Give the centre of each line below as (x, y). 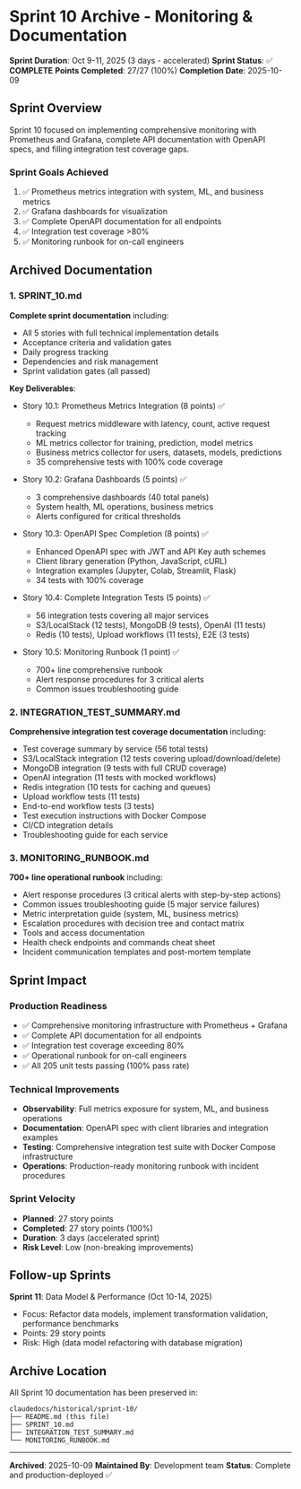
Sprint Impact (48, 980)
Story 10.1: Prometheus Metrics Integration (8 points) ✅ (124, 405)
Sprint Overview (56, 108)
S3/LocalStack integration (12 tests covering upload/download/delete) (151, 759)
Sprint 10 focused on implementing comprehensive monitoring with (133, 130)
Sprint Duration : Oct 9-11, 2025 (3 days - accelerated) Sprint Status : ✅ (141, 60)
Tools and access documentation (83, 933)
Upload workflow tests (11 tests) (81, 797)
